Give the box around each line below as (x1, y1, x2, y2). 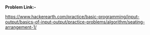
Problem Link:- (5, 4, 36, 10)
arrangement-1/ (5, 24, 37, 30)
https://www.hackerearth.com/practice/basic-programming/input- (5, 14, 140, 19)
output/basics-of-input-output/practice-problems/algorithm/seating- (5, 19, 145, 25)
